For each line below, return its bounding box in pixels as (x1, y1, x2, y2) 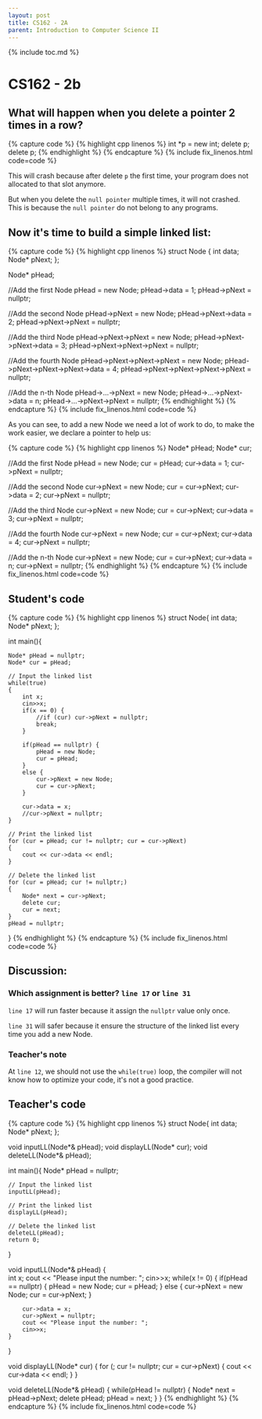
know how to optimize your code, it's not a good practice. (8, 1074, 194, 1084)
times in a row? (8, 119, 84, 132)
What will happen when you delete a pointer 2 (8, 106, 236, 119)
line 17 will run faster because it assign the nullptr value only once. (8, 1005, 231, 1015)
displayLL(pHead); (8, 1208, 68, 1217)
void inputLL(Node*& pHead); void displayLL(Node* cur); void (8, 1142, 208, 1151)
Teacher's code (8, 1098, 86, 1111)
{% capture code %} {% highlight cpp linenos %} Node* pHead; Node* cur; (8, 443, 253, 453)
